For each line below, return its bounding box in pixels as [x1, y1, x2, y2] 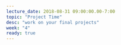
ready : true [6, 30, 36, 36]
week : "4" [6, 25, 31, 31]
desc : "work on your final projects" [6, 19, 100, 25]
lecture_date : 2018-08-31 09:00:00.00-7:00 [6, 8, 116, 15]
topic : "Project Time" [6, 14, 62, 20]
